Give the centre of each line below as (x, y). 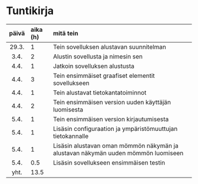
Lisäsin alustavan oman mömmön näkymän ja (115, 146)
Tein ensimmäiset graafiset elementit (104, 75)
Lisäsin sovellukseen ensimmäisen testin (109, 162)
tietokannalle (71, 136)
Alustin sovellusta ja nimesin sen (98, 56)
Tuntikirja (30, 11)
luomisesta (68, 109)
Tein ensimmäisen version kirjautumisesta (111, 119)
